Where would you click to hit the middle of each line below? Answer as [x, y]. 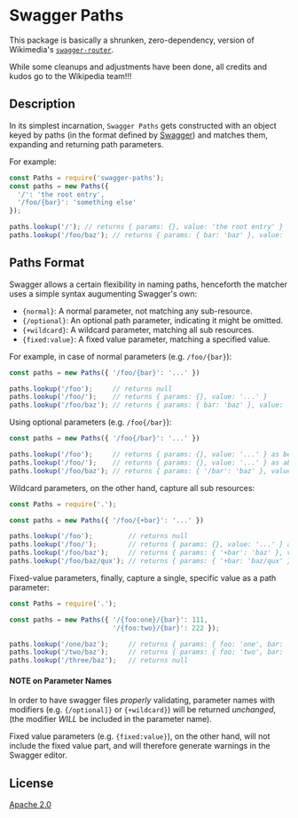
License [31, 783]
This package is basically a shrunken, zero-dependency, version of [132, 40]
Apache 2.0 [30, 805]
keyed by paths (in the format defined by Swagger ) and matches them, [138, 135]
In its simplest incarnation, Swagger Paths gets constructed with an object [143, 125]
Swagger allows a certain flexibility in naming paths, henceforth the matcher [149, 284]
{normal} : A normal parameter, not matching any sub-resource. [137, 311]
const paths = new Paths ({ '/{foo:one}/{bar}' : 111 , [109, 619]
